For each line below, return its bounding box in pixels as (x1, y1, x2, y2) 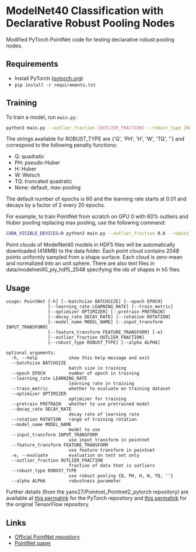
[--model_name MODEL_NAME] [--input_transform (47, 319, 163, 325)
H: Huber (14, 165, 37, 172)
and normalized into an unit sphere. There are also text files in (6, 260, 155, 267)
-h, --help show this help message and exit (11, 355, 150, 361)
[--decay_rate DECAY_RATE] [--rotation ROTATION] (47, 314, 171, 320)
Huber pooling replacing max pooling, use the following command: (6, 219, 166, 226)
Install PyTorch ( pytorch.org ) (14, 74, 83, 81)
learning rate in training (68, 381, 134, 387)
